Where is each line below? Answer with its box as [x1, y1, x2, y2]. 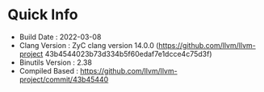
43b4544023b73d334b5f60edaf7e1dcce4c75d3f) [44, 49, 212, 58]
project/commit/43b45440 [19, 74, 109, 84]
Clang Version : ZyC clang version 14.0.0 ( [19, 40, 159, 50]
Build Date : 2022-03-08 [19, 32, 102, 42]
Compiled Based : [19, 66, 78, 75]
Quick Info [7, 6, 78, 24]
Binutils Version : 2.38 [19, 58, 92, 67]
